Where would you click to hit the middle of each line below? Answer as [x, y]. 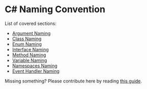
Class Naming [27, 39]
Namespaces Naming [35, 66]
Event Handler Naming [36, 71]
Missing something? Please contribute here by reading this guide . [73, 81]
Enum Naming [27, 44]
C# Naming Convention [55, 9]
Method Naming [29, 55]
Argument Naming [31, 33]
